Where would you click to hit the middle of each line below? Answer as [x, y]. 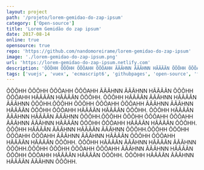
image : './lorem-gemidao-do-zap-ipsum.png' [62, 57]
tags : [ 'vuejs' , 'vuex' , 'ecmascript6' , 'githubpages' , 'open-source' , [99, 74]
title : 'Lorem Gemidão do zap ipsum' [54, 29]
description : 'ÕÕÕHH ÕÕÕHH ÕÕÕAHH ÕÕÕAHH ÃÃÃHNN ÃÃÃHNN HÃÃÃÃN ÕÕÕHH [96, 68]
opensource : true [28, 46]
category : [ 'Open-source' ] [40, 23]
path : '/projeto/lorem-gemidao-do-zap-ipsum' [65, 18]
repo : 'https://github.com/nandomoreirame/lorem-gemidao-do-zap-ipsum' [99, 51]
